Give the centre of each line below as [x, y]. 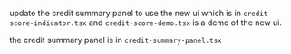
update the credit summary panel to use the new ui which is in [126, 13]
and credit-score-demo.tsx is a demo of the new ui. [185, 22]
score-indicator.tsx [48, 23]
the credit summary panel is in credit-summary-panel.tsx [116, 40]
